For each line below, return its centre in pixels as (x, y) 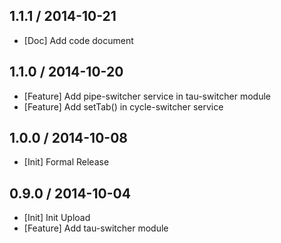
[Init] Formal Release (66, 162)
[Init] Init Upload (57, 218)
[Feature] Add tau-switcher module (96, 228)
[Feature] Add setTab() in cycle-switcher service (123, 106)
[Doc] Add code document (78, 40)
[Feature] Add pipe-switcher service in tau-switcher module (147, 96)
